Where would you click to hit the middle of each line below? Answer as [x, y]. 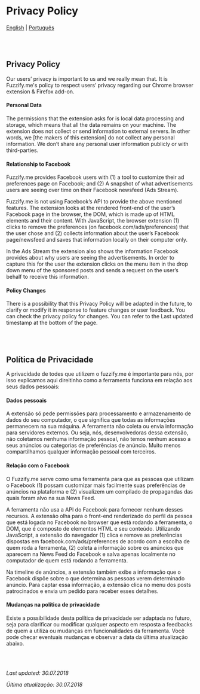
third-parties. [22, 150]
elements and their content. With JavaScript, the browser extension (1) [93, 221]
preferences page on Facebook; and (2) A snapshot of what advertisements [99, 184]
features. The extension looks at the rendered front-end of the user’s [91, 208]
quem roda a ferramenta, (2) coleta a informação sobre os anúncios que [95, 547]
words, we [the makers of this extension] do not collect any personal [90, 137]
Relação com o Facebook [38, 465]
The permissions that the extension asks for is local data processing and [95, 118]
